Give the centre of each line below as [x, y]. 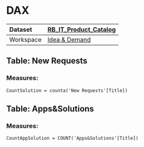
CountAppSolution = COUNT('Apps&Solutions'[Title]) [72, 139]
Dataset [21, 29]
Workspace [26, 40]
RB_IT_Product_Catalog [82, 29]
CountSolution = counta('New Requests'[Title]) [67, 91]
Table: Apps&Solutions [50, 109]
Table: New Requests [47, 61]
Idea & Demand [69, 40]
